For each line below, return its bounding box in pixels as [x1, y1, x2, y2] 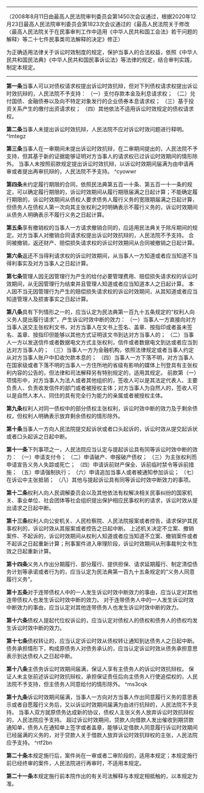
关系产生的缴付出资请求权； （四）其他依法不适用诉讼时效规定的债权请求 [11, 105, 194, 112]
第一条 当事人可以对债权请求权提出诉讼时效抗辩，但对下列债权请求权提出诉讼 [6, 83, 198, 89]
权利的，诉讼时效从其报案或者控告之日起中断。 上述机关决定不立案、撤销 [11, 525, 194, 532]
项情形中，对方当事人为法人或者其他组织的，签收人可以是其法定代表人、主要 [6, 377, 198, 383]
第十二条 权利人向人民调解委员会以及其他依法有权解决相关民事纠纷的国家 [6, 489, 187, 496]
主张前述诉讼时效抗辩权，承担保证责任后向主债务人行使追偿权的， [22, 673, 187, 680]
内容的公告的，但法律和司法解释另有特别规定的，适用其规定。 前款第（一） [11, 369, 197, 376]
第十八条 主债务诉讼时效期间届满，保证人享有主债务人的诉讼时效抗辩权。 [6, 665, 187, 672]
